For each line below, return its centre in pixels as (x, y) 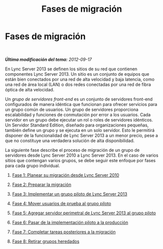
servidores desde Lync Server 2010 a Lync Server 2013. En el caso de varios (82, 155)
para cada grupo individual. (33, 166)
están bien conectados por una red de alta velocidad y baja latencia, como (80, 79)
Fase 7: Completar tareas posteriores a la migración (64, 232)
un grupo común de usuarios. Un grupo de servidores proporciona (72, 109)
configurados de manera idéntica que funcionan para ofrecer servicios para (81, 104)
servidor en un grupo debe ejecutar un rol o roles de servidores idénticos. (79, 120)
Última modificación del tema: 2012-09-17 (48, 59)
